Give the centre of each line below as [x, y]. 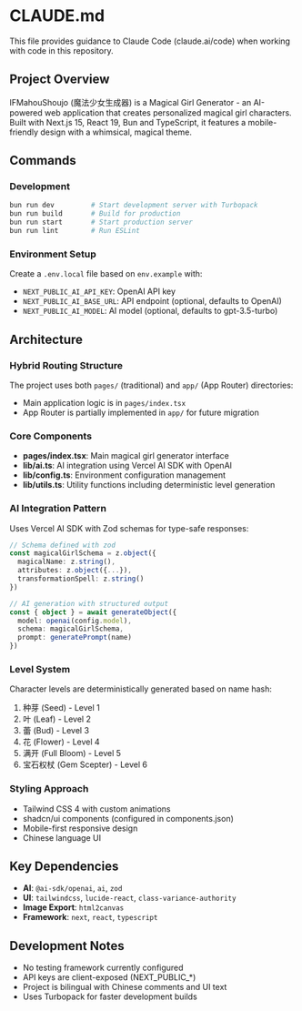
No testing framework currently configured [103, 968]
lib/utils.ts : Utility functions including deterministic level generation [149, 485]
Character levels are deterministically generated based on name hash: [141, 689]
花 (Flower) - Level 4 [61, 742]
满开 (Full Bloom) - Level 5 [71, 753]
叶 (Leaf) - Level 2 [56, 719]
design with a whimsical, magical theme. [116, 132]
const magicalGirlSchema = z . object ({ [83, 553]
